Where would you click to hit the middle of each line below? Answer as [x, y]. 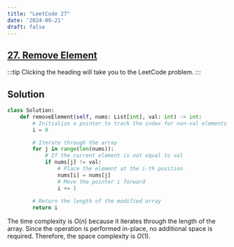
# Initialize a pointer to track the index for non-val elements [130, 123]
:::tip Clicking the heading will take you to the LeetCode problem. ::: [104, 72]
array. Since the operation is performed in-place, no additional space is [110, 229]
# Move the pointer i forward [101, 182]
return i [45, 208]
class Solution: [31, 110]
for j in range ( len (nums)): [73, 149]
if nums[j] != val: [73, 162]
